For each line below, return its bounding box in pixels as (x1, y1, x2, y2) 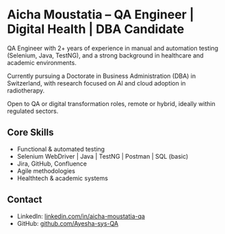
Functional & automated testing (16, 144, 105, 153)
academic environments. (7, 58, 77, 66)
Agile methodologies (16, 166, 75, 174)
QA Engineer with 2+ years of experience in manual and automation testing (7, 44, 219, 52)
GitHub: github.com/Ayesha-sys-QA (16, 219, 118, 227)
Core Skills (7, 127, 54, 138)
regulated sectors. (7, 107, 59, 115)
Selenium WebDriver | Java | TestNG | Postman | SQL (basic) (16, 152, 189, 160)
